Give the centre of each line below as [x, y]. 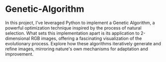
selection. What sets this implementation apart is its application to [73, 33]
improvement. [19, 54]
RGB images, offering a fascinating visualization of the [86, 38]
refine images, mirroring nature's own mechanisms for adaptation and [77, 49]
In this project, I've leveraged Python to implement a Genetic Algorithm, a [80, 23]
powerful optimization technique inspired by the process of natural [73, 28]
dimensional [18, 38]
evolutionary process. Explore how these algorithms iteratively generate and [83, 43]
